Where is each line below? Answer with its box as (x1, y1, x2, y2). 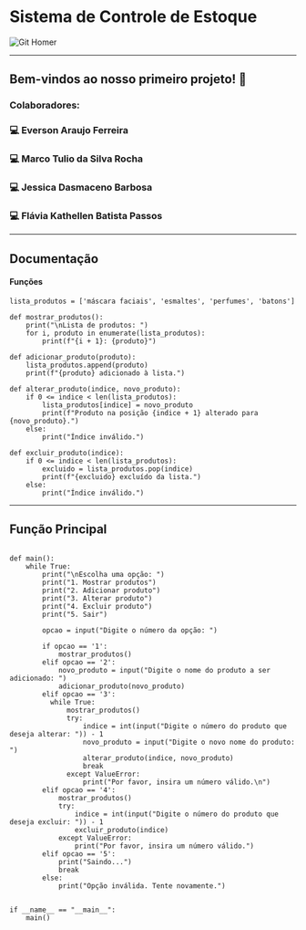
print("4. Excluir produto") (42, 601, 153, 611)
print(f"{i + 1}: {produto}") (42, 336, 157, 346)
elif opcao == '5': (42, 849, 117, 859)
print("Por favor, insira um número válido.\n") (82, 778, 271, 787)
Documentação (9, 251, 98, 266)
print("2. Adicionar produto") (42, 586, 161, 595)
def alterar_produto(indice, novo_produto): (9, 384, 181, 393)
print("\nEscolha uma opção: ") (42, 569, 166, 579)
